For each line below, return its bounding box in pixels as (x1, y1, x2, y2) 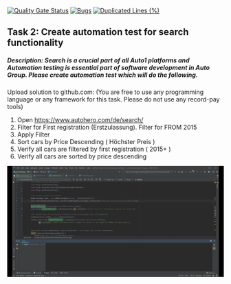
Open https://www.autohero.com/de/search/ (16, 116, 144, 124)
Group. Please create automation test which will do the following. (7, 71, 198, 79)
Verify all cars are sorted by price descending (16, 152, 147, 161)
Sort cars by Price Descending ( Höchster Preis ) (16, 138, 155, 146)
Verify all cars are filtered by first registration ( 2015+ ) (16, 145, 171, 154)
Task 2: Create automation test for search (7, 26, 189, 38)
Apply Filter (16, 130, 50, 139)
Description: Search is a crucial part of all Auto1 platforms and (7, 56, 190, 64)
